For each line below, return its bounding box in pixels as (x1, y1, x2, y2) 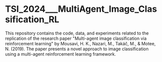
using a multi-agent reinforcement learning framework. (5, 51, 116, 57)
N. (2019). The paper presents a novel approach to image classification (5, 46, 149, 52)
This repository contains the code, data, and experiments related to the (5, 30, 149, 36)
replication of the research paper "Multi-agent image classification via (5, 35, 147, 41)
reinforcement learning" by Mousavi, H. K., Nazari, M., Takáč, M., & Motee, (5, 40, 156, 46)
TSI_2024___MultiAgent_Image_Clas (5, 3, 157, 15)
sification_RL (5, 14, 60, 25)
